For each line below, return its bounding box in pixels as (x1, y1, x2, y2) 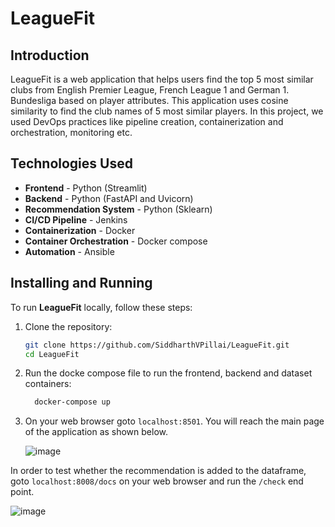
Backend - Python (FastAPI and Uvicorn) (24, 192, 194, 204)
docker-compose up (34, 397, 111, 407)
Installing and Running (10, 275, 153, 292)
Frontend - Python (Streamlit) (24, 182, 148, 194)
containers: (24, 378, 72, 390)
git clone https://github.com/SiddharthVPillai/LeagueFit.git (24, 340, 290, 350)
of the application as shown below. (24, 426, 169, 438)
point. (10, 486, 35, 498)
